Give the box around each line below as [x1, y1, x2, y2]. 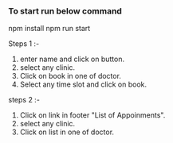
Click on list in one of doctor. [19, 127, 114, 137]
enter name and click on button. [19, 54, 125, 64]
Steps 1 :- [8, 39, 40, 48]
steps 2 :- [8, 95, 40, 105]
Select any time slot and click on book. [19, 79, 147, 89]
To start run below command [8, 6, 122, 17]
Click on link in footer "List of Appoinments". [19, 110, 166, 120]
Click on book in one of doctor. [19, 71, 122, 81]
